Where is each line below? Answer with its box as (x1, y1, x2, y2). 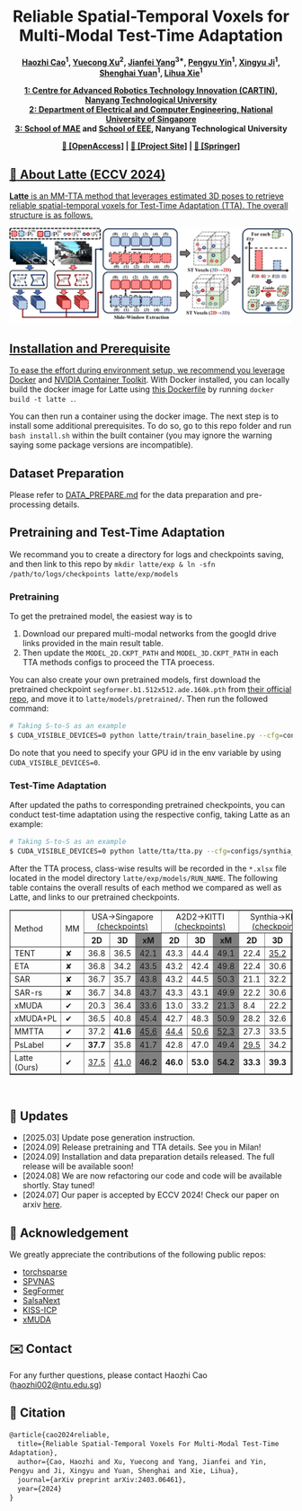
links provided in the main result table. (22, 638, 164, 649)
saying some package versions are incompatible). (9, 440, 193, 450)
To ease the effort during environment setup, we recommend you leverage (9, 365, 286, 376)
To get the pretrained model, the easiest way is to (9, 611, 193, 622)
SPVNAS (22, 1276, 56, 1287)
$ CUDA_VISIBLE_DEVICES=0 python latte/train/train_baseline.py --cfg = (9, 731, 283, 740)
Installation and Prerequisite (9, 341, 171, 356)
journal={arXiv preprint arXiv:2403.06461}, (17, 1475, 187, 1484)
